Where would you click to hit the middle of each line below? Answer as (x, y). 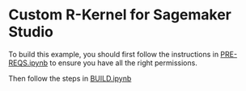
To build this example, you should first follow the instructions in (114, 54)
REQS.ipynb (28, 63)
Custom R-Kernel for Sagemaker (120, 15)
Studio (31, 32)
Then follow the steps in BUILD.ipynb (70, 78)
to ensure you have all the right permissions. (124, 63)
